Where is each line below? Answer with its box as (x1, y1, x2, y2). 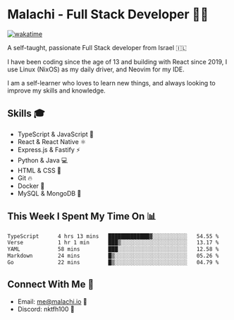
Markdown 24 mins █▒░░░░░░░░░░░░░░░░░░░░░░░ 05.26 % (7, 252, 219, 260)
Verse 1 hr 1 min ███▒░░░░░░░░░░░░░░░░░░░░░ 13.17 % (7, 239, 219, 247)
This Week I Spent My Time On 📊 (7, 211, 156, 223)
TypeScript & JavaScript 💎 (17, 130, 94, 138)
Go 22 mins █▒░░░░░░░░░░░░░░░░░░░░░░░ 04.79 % (7, 259, 219, 266)
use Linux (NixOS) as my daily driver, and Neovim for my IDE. (7, 65, 185, 73)
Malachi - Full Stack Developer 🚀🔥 (7, 6, 209, 23)
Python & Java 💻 (17, 155, 68, 165)
